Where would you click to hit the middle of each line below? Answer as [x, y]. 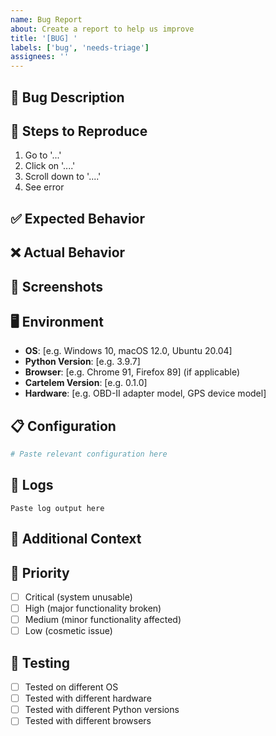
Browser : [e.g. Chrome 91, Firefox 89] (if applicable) [132, 372]
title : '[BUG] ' [44, 38]
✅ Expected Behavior [78, 218]
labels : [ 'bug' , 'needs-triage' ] [80, 47]
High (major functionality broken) [93, 608]
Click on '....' [50, 166]
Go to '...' [43, 155]
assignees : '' [40, 57]
